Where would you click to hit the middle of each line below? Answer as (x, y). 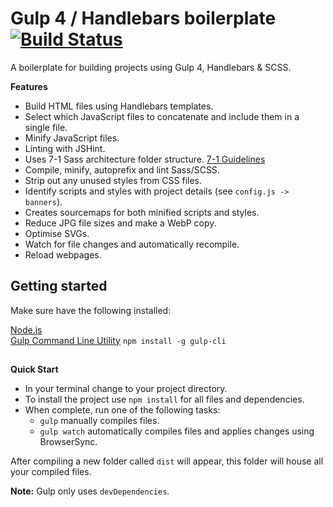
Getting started (59, 286)
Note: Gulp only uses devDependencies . (90, 491)
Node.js (26, 329)
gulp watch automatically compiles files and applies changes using (177, 431)
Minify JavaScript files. (72, 138)
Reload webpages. (63, 254)
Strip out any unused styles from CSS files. (113, 180)
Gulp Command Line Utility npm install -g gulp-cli (118, 340)
